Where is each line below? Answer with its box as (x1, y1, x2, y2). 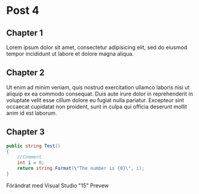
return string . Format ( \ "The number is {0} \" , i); (17, 166, 145, 172)
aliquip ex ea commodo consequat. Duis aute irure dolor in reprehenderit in (6, 90, 194, 97)
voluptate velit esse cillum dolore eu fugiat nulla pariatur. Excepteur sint (6, 96, 184, 103)
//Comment (17, 154, 42, 160)
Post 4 (6, 4, 39, 18)
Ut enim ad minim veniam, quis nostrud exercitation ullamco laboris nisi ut (6, 83, 190, 91)
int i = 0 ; (17, 160, 45, 166)
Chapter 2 (6, 68, 45, 78)
